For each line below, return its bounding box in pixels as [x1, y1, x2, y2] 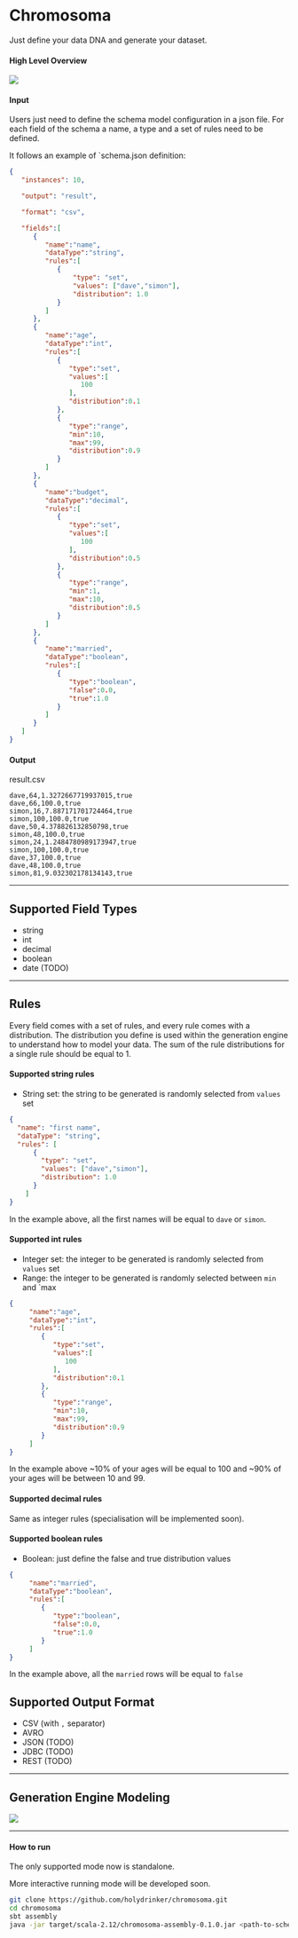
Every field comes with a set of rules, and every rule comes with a [9, 1020, 251, 1030]
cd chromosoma [9, 1904, 62, 1913]
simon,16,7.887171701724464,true [9, 807, 133, 816]
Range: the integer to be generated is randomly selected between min [21, 1272, 277, 1283]
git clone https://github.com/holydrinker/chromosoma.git [9, 1895, 228, 1904]
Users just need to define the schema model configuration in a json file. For [9, 114, 285, 125]
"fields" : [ [20, 224, 62, 232]
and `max [21, 1281, 57, 1292]
